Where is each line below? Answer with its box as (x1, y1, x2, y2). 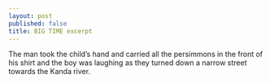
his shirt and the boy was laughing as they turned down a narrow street (8, 58, 247, 68)
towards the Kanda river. (8, 67, 91, 76)
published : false (8, 20, 67, 28)
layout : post (8, 11, 53, 20)
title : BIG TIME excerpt (8, 27, 93, 35)
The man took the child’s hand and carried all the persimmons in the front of (8, 50, 263, 59)
